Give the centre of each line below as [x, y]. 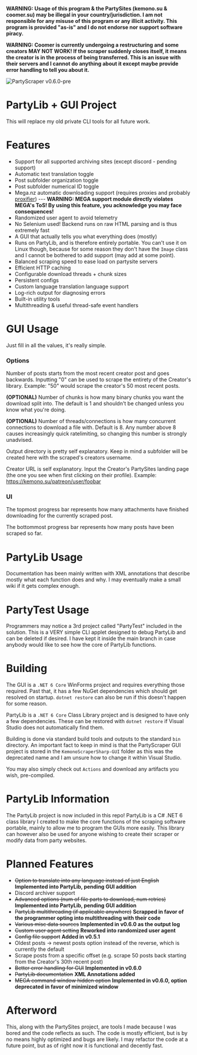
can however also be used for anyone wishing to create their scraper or [93, 834]
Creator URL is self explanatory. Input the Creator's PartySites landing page [98, 469]
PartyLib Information [58, 799]
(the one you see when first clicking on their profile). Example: [81, 475]
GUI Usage [32, 329]
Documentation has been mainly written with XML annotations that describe [98, 574]
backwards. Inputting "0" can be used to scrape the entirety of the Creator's [98, 380]
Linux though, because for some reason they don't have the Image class [101, 249]
